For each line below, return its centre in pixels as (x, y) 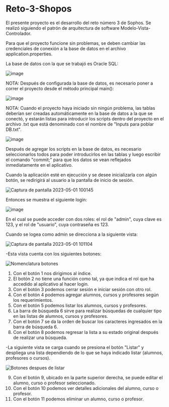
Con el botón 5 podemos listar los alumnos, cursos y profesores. (80, 305)
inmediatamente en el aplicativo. (39, 165)
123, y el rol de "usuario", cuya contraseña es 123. (57, 224)
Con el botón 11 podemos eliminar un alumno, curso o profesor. (78, 399)
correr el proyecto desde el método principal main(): (60, 88)
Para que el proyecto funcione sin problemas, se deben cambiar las (76, 43)
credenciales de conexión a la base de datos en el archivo (66, 48)
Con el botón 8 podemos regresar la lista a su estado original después (86, 332)
